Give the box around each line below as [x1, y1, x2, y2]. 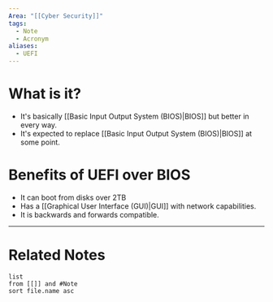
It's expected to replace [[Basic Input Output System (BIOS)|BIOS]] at [19, 128, 253, 138]
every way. [19, 119, 58, 130]
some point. [19, 137, 61, 147]
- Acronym [15, 34, 49, 43]
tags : [8, 19, 27, 28]
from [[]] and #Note [8, 279, 79, 288]
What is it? [8, 84, 82, 103]
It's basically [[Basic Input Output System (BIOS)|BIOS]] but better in [19, 111, 249, 121]
